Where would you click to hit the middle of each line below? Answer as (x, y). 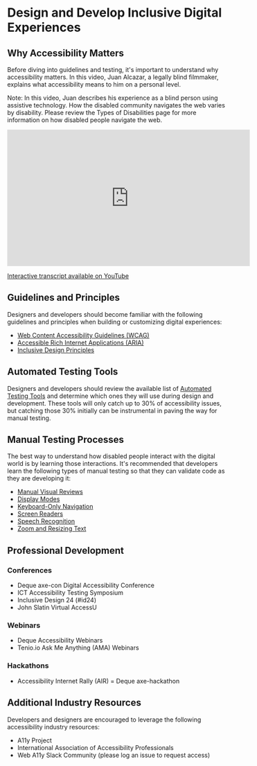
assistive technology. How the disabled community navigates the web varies (116, 105)
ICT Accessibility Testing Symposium (70, 593)
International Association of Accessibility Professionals (96, 747)
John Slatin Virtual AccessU (57, 607)
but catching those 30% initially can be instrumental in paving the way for (112, 410)
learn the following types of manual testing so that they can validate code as (116, 471)
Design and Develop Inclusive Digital (115, 13)
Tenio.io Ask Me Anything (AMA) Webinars (78, 648)
